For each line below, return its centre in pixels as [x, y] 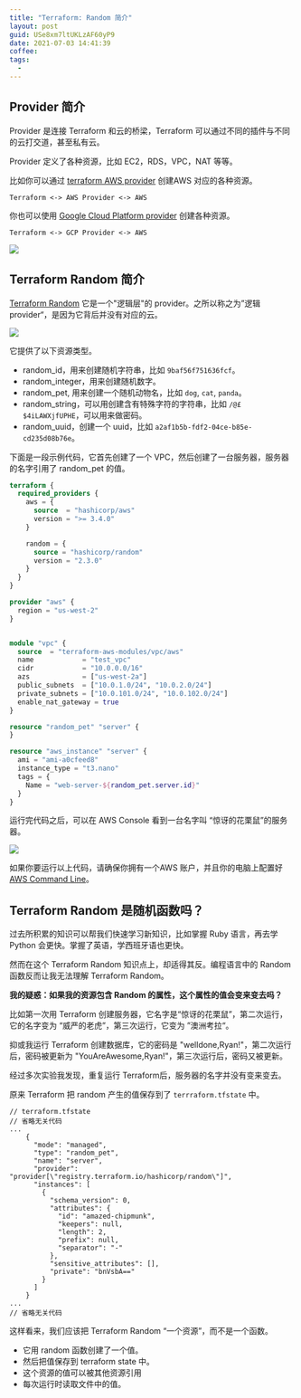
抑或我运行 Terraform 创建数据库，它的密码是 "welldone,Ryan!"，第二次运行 [150, 1045]
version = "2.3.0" [68, 561]
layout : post [34, 26]
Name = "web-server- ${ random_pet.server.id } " [113, 785]
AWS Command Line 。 [52, 880]
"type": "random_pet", [76, 1153]
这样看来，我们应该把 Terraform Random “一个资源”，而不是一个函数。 [141, 1331]
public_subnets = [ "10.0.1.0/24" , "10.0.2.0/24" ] [115, 685]
